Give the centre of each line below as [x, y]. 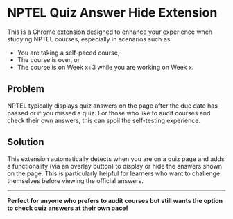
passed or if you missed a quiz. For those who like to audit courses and [109, 113]
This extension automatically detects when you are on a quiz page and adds [116, 159]
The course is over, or [49, 59]
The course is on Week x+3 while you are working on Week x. [105, 67]
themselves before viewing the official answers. [75, 180]
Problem [26, 89]
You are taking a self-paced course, [68, 53]
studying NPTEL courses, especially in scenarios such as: [89, 39]
